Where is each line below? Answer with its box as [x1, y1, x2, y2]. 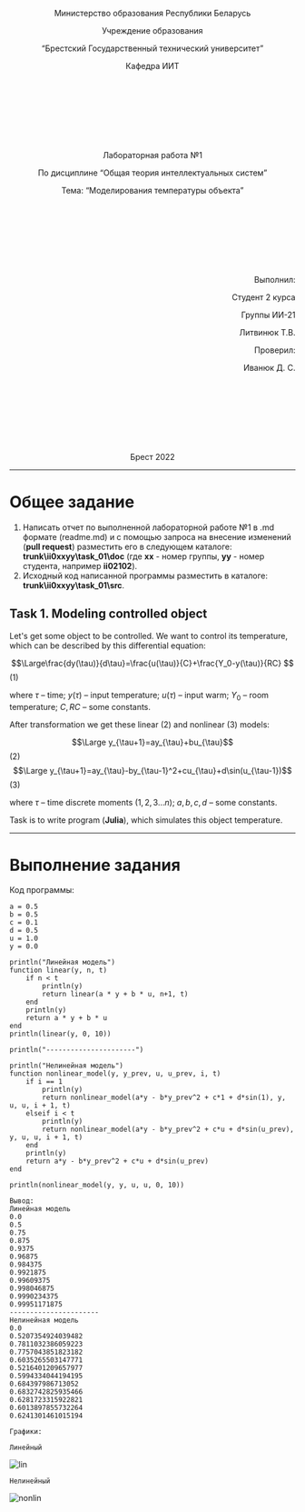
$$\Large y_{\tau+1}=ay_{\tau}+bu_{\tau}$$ [71, 736, 234, 747]
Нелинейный [9, 1477, 51, 1486]
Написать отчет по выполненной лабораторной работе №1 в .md [22, 522, 275, 533]
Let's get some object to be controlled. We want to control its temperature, [9, 630, 289, 641]
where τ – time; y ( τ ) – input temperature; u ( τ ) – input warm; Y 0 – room [9, 689, 270, 703]
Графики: [9, 1427, 43, 1437]
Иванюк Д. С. [243, 363, 296, 373]
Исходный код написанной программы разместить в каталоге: [22, 570, 269, 581]
